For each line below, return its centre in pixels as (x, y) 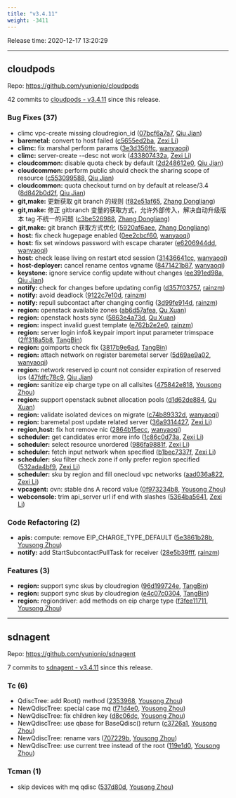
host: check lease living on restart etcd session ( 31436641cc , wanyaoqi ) (123, 258)
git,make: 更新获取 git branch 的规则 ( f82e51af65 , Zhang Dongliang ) (116, 201)
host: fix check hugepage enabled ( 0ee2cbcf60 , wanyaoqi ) (104, 235)
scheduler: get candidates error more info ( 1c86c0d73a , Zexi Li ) (111, 437)
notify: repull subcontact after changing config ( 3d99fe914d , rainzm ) (118, 302)
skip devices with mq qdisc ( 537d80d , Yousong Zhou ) (96, 787)
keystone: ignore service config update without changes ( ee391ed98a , (120, 273)
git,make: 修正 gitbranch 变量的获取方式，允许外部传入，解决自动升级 (119, 210)
